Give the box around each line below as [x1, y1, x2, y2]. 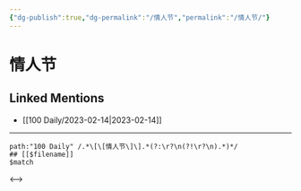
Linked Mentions [9, 91, 105, 106]
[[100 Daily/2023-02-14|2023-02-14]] [21, 114, 163, 126]
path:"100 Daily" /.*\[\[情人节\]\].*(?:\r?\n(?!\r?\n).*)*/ [9, 142, 238, 151]
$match [9, 158, 34, 167]
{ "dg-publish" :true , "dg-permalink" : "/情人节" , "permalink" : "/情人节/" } [9, 13, 271, 22]
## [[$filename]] [9, 150, 74, 159]
